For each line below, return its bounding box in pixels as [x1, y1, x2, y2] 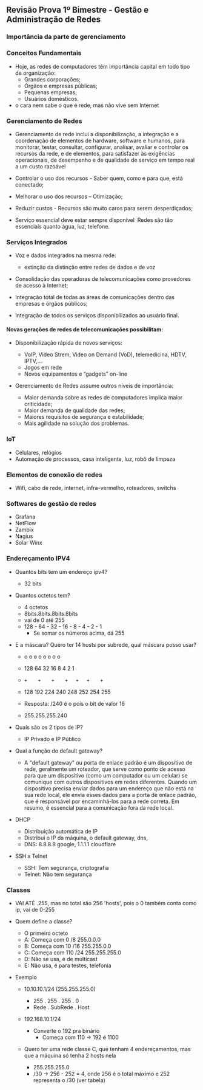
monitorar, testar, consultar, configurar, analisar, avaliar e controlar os [15, 143, 189, 151]
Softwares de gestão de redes [6, 499, 97, 508]
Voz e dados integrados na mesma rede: [15, 252, 116, 259]
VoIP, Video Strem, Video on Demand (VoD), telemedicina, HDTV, [24, 351, 187, 358]
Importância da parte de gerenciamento [6, 33, 126, 41]
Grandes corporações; [24, 75, 81, 83]
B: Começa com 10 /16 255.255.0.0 [24, 942, 111, 950]
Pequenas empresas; [24, 88, 78, 96]
